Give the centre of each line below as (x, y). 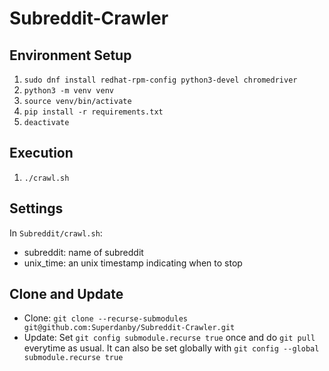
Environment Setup (70, 55)
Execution (41, 153)
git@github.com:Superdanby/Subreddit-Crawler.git (129, 328)
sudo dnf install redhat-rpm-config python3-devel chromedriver (160, 80)
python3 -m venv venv (68, 91)
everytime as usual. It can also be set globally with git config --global (171, 348)
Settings (36, 208)
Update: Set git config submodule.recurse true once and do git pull (169, 338)
